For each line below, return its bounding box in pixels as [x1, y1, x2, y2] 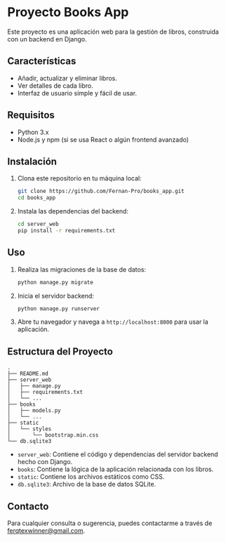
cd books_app [17, 194, 56, 201]
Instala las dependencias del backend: [17, 207, 128, 216]
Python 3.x [17, 128, 49, 136]
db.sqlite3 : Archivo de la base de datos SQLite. [17, 480, 157, 489]
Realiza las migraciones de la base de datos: [17, 265, 146, 274]
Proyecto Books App [7, 4, 129, 20]
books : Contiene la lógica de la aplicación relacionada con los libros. [17, 465, 214, 474]
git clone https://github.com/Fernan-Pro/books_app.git [17, 187, 185, 195]
